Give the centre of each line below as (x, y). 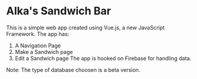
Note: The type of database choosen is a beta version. (73, 69)
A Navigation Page (38, 45)
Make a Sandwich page (44, 51)
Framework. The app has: (38, 34)
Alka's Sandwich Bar (59, 11)
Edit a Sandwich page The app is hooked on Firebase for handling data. (103, 58)
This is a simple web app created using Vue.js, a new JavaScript (86, 28)
